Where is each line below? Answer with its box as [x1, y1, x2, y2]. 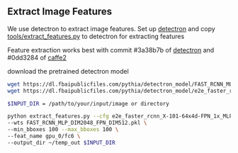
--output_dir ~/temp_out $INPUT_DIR [7, 139, 115, 146]
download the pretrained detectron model [7, 67, 129, 75]
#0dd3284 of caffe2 [7, 53, 67, 62]
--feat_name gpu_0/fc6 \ [7, 132, 81, 140]
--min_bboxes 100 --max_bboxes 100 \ [7, 126, 119, 133]
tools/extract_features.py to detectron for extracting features [7, 32, 185, 40]
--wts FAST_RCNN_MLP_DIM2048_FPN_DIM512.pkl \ [7, 120, 147, 127]
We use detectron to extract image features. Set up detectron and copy [7, 24, 216, 33]
